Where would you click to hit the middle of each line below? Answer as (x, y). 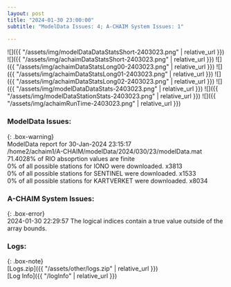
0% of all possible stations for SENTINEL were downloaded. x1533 (102, 173)
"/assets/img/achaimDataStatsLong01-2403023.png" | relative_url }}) (115, 74)
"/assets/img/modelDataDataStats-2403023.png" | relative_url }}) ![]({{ (117, 89)
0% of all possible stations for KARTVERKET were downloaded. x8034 (108, 180)
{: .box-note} (25, 261)
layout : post (26, 13)
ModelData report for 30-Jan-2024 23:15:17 (70, 144)
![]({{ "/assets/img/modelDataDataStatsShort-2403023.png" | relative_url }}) (116, 52)
